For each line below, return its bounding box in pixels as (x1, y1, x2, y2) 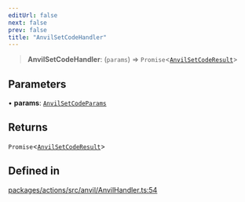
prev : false (8, 26, 47, 34)
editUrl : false (8, 11, 58, 20)
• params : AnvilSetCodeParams (8, 99, 108, 108)
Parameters (8, 78, 67, 91)
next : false (8, 19, 47, 27)
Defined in (8, 164, 60, 178)
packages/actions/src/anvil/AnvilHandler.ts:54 (8, 185, 158, 194)
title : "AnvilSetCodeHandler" (8, 33, 108, 41)
